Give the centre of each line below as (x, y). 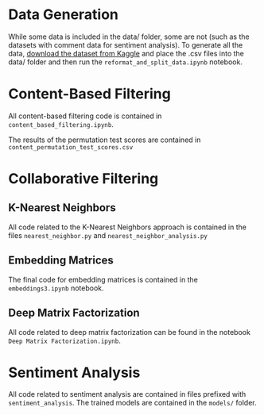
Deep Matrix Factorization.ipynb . (64, 340)
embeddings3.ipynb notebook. (56, 288)
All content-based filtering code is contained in (85, 116)
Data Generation (64, 15)
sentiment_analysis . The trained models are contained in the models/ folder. (132, 403)
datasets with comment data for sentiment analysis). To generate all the (126, 44)
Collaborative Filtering (83, 179)
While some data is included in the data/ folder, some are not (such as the (129, 37)
